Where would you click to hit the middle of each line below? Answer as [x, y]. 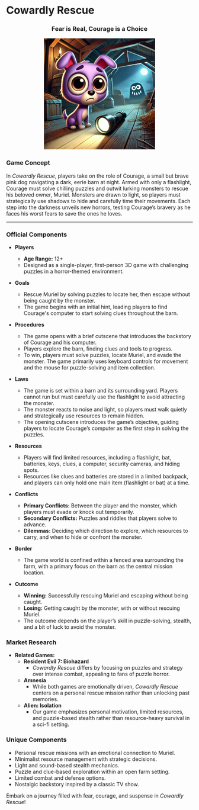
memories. [45, 699]
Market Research [31, 642]
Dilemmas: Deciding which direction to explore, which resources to [106, 531]
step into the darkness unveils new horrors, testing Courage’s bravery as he [98, 207]
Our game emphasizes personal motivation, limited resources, [108, 712]
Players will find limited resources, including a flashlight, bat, [97, 458]
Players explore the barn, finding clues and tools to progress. [98, 349]
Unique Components [36, 740]
